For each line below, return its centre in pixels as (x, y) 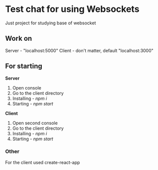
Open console (27, 87)
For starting (24, 66)
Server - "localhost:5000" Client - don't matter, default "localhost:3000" (79, 50)
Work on (19, 39)
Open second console (35, 123)
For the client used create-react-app (43, 162)
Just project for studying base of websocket (51, 23)
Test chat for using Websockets (72, 9)
